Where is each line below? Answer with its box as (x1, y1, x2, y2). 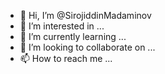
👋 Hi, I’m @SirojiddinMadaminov (19, 10, 152, 21)
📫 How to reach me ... (19, 53, 113, 64)
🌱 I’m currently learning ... (19, 31, 127, 42)
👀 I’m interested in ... (19, 20, 105, 32)
